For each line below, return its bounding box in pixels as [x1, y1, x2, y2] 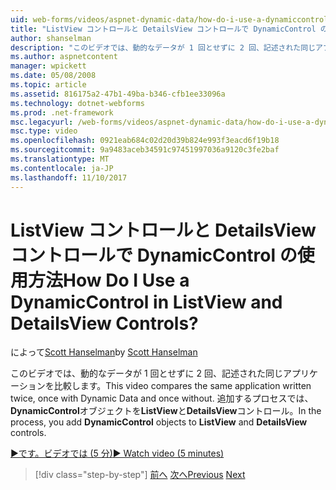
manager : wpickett [10, 61, 87, 71]
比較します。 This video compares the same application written [53, 380, 312, 392]
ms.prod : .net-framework [10, 107, 114, 118]
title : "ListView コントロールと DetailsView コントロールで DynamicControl [10, 24, 317, 34]
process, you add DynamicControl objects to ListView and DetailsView [10, 416, 308, 428]
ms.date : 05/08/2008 [10, 71, 97, 81]
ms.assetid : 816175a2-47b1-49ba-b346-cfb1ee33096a [10, 89, 226, 99]
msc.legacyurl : [10, 117, 74, 127]
